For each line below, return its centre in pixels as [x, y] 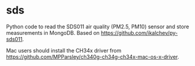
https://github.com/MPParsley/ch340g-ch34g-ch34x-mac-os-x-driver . [92, 57]
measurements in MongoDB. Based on [53, 32]
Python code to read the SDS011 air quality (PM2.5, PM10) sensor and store [97, 27]
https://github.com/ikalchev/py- [139, 32]
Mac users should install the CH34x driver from [64, 50]
